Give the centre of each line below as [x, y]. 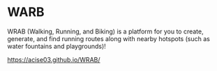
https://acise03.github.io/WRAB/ [54, 59]
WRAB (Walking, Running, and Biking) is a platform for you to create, [105, 31]
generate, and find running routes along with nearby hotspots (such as [109, 38]
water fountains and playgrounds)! [57, 46]
